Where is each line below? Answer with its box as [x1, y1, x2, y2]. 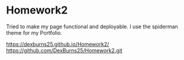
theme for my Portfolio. [6, 29, 62, 36]
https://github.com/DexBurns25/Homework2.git [6, 46, 122, 54]
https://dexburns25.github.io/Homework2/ [6, 41, 109, 48]
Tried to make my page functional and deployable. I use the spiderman [6, 23, 179, 30]
